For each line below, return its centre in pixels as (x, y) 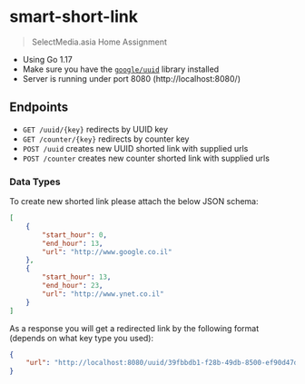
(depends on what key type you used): (82, 338)
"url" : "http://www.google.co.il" (107, 251)
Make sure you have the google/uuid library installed (121, 69)
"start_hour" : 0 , (74, 235)
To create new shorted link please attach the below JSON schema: (134, 202)
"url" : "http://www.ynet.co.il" (103, 294)
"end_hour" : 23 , (73, 286)
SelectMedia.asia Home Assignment (99, 42)
